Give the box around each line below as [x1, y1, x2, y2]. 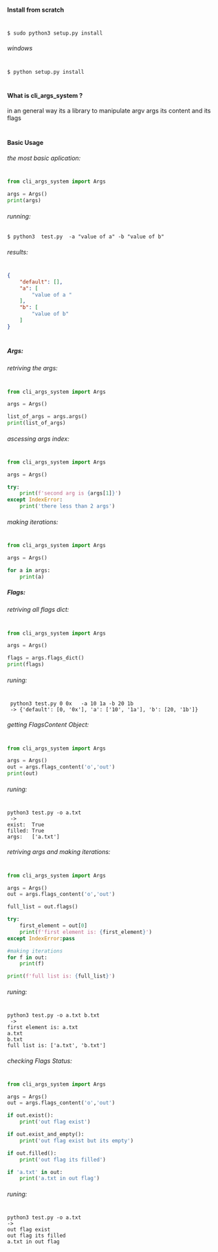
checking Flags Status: [7, 1056, 72, 1065]
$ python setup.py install [7, 68, 85, 75]
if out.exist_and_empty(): [7, 1131, 85, 1138]
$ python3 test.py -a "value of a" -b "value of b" [7, 233, 165, 241]
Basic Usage [7, 138, 43, 146]
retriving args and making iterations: [7, 848, 111, 856]
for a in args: [7, 566, 51, 574]
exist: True [7, 821, 45, 828]
